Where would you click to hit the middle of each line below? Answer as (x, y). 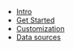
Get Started (35, 20)
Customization (40, 29)
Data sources (38, 37)
